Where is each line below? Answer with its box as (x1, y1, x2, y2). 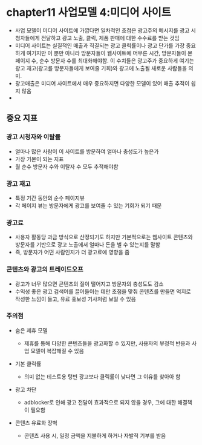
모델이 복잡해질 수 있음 (30, 347, 85, 354)
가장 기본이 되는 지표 (15, 155, 64, 162)
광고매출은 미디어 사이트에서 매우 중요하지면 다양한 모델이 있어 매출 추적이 (15, 79, 190, 87)
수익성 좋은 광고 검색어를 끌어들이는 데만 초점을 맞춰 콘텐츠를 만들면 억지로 (15, 288, 192, 295)
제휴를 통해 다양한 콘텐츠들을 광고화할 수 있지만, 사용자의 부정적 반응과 (24, 340, 191, 347)
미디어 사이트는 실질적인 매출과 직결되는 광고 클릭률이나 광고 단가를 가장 (15, 42, 185, 49)
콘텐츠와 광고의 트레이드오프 (6, 265, 83, 274)
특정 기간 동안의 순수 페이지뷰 (15, 194, 85, 202)
